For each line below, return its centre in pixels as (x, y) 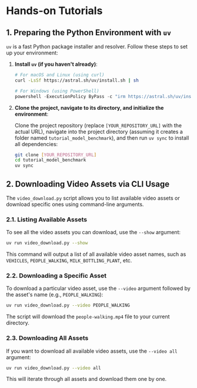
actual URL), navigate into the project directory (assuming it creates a (99, 131)
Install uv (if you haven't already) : (56, 64)
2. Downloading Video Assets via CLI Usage (88, 184)
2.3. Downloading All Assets (47, 338)
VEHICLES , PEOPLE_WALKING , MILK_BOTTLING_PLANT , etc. (69, 261)
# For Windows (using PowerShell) (57, 91)
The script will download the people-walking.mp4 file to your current (88, 317)
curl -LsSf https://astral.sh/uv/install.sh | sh (77, 80)
